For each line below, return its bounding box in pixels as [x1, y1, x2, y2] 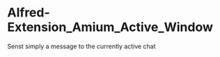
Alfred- [7, 5, 50, 21]
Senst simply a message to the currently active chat [7, 42, 156, 50]
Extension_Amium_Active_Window [7, 19, 214, 35]
